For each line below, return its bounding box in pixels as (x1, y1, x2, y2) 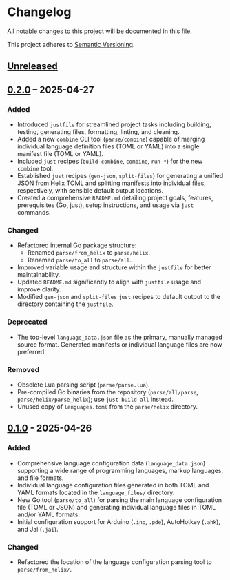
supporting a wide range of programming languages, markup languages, (17, 466, 224, 474)
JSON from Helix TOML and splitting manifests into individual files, (17, 179, 207, 187)
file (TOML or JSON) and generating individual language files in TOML (17, 503, 216, 511)
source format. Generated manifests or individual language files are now (17, 340, 222, 349)
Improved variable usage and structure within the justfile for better (17, 263, 211, 271)
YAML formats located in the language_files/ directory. (17, 488, 175, 496)
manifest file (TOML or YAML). (17, 150, 103, 158)
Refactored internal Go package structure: (17, 241, 137, 249)
